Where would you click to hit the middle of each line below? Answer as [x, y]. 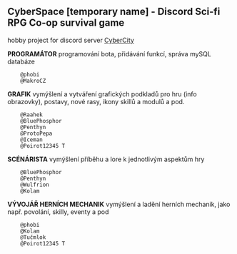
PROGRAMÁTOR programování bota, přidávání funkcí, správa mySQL [110, 54]
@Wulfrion [35, 185]
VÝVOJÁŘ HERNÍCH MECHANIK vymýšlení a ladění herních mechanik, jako [119, 204]
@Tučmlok [33, 237]
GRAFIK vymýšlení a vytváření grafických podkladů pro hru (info [102, 94]
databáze [21, 61]
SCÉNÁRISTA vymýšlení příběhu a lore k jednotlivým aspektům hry [106, 159]
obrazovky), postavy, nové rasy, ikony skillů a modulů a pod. [96, 101]
